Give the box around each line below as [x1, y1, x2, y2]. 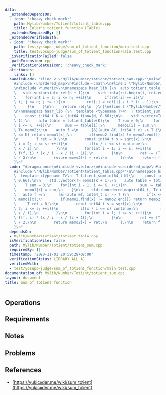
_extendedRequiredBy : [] [9, 30, 61, 35]
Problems [5, 349, 36, 357]
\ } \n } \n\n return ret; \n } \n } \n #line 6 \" [14, 104, 132, 109]
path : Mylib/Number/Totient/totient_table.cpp [14, 21, 112, 26]
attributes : [9, 68, 35, 73]
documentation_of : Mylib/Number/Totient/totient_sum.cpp [5, 270, 125, 276]
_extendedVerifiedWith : [9, 35, 58, 40]
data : [5, 7, 16, 12]
